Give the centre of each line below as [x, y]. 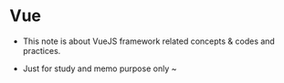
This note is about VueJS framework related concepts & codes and [149, 41]
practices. [42, 50]
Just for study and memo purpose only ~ [100, 68]
